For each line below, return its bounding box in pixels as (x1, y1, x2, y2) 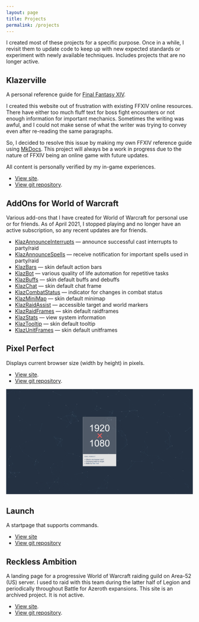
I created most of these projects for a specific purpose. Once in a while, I (6, 39, 184, 46)
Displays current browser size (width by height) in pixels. (6, 359, 145, 366)
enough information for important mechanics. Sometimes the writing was (6, 115, 185, 122)
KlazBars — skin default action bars (14, 264, 102, 270)
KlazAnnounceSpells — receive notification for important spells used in (14, 251, 188, 258)
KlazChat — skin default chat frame (14, 283, 102, 289)
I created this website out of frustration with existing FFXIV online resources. (6, 103, 193, 110)
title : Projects (6, 15, 46, 22)
